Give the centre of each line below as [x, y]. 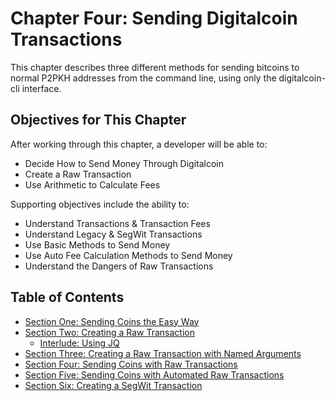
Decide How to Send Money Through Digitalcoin [124, 163]
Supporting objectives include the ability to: [100, 204]
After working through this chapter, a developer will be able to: [139, 144]
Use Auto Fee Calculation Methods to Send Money [128, 255]
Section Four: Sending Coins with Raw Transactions [131, 364]
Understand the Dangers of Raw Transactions [119, 266]
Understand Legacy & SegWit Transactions [113, 234]
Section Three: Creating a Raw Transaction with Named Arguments [163, 353]
